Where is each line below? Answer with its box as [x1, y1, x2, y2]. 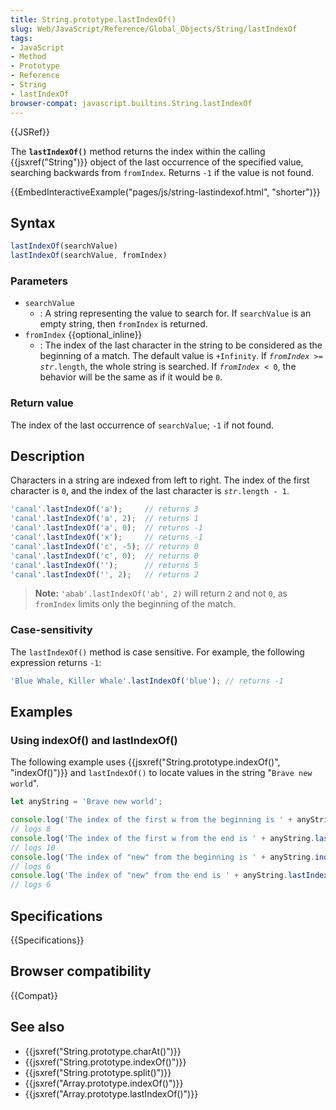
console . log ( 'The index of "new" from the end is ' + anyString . [10, 871, 288, 881]
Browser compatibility [10, 963, 152, 980]
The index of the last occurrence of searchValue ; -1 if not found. [10, 419, 275, 431]
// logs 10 [10, 842, 56, 853]
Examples [10, 704, 73, 721]
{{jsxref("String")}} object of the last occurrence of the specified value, [10, 156, 304, 168]
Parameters [10, 274, 68, 288]
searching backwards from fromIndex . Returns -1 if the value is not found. [10, 166, 315, 178]
